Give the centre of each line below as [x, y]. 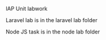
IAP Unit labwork [27, 9]
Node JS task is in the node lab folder [53, 32]
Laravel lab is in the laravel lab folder [52, 20]
